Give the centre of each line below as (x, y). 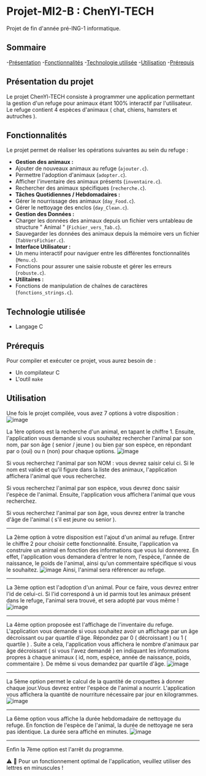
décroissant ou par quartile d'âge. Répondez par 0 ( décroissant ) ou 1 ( (97, 637)
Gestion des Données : (45, 214)
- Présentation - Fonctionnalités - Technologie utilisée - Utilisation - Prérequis (100, 62)
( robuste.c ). (30, 273)
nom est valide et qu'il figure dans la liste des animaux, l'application (92, 469)
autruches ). (22, 116)
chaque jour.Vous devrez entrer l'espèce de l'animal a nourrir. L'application (101, 688)
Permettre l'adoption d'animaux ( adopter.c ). (71, 175)
